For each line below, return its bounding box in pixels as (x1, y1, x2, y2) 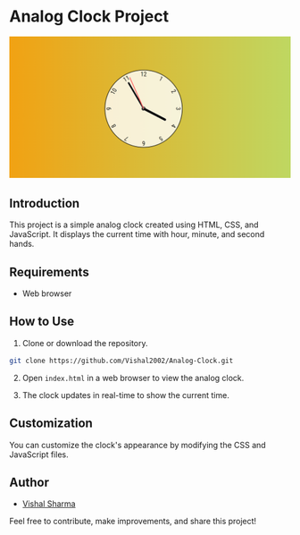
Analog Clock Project (9, 6, 170, 27)
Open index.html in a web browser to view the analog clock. (21, 372, 245, 383)
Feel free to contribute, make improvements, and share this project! (9, 516, 257, 527)
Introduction (9, 195, 80, 211)
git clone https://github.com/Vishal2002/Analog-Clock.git (9, 356, 234, 365)
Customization (9, 416, 94, 431)
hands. (9, 239, 35, 250)
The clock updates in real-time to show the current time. (21, 389, 229, 400)
